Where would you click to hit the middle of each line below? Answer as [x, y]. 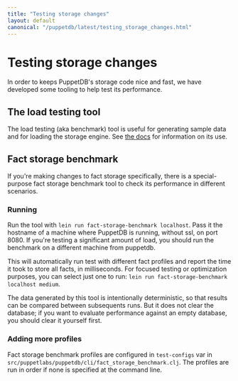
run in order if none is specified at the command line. [85, 370]
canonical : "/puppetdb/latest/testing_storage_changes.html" [100, 27]
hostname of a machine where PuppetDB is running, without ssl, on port [113, 232]
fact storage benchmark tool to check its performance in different [129, 183]
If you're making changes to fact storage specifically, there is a [99, 176]
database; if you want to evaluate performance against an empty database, [117, 313]
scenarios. [23, 191]
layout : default [31, 21]
